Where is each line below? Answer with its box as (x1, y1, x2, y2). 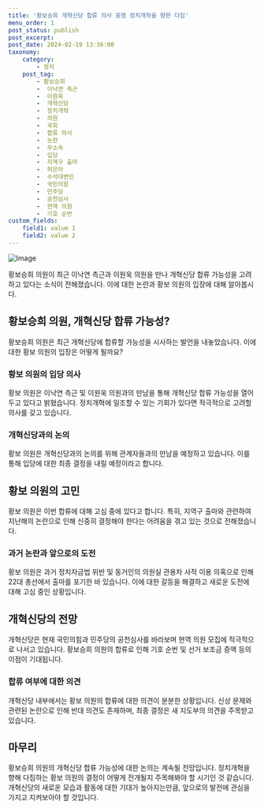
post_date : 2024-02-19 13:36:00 (8, 41, 114, 49)
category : (22, 56, 55, 64)
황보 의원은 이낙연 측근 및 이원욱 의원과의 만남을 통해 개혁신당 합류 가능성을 (8, 388, 240, 397)
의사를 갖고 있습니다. (8, 407, 72, 417)
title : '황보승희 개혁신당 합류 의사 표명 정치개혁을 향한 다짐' (8, 11, 189, 20)
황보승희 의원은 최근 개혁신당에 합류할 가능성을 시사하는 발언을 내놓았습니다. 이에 (8, 337, 257, 346)
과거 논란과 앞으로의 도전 (8, 548, 96, 559)
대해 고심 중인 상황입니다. (8, 587, 87, 597)
